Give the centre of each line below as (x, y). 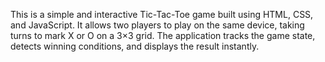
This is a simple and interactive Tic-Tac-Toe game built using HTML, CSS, (162, 14)
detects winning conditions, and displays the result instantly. (135, 46)
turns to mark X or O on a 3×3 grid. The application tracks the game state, (163, 35)
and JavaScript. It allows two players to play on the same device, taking (157, 25)
